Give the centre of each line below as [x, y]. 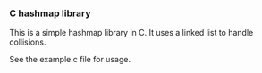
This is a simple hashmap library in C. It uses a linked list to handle [131, 33]
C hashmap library [50, 13]
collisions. [28, 42]
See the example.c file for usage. [70, 60]
